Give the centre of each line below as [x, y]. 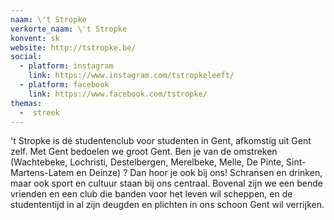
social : [26, 57]
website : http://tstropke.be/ [73, 47]
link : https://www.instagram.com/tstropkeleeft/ [131, 76]
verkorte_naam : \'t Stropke [69, 29]
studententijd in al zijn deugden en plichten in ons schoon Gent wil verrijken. [167, 205]
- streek [39, 112]
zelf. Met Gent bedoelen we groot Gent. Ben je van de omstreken [144, 152]
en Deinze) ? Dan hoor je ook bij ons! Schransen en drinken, [199, 173]
